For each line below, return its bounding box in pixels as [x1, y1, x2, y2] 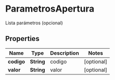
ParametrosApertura [5, 3, 95, 15]
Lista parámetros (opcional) [5, 20, 63, 26]
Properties [5, 34, 40, 43]
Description [50, 49, 79, 56]
